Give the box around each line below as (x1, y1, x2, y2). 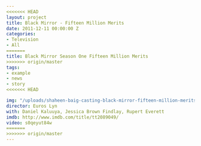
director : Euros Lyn (6, 103, 58, 109)
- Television (6, 36, 39, 42)
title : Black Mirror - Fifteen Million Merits (6, 20, 124, 26)
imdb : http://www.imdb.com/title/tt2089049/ (6, 114, 119, 120)
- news (6, 75, 23, 81)
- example (6, 70, 31, 76)
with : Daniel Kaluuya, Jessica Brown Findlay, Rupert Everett (6, 108, 165, 114)
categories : (6, 31, 36, 37)
